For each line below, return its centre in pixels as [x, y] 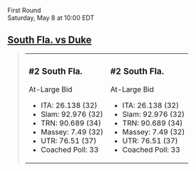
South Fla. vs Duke [50, 40]
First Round [24, 10]
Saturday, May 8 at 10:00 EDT [51, 18]
